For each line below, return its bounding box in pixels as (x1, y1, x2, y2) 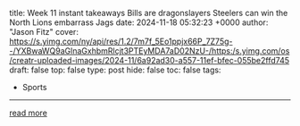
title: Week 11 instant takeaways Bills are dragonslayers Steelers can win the (9, 8, 288, 18)
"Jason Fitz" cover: (9, 27, 79, 37)
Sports (21, 82, 47, 92)
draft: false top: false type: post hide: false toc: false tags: (9, 64, 221, 75)
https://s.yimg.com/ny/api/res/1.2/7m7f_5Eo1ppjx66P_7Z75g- (9, 36, 233, 46)
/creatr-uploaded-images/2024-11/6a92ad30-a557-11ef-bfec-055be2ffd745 (9, 55, 290, 65)
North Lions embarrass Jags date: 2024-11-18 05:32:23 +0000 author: (9, 17, 269, 28)
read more (9, 107, 47, 118)
